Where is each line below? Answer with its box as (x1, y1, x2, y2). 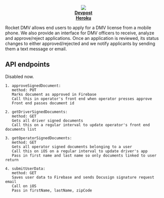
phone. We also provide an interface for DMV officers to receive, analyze (5, 30, 155, 36)
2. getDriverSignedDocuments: (5, 109, 68, 114)
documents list (5, 127, 37, 132)
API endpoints (5, 60, 50, 69)
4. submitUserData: (5, 166, 46, 171)
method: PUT (11, 87, 37, 92)
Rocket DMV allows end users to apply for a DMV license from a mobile (5, 25, 152, 30)
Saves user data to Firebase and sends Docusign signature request (11, 175, 155, 180)
